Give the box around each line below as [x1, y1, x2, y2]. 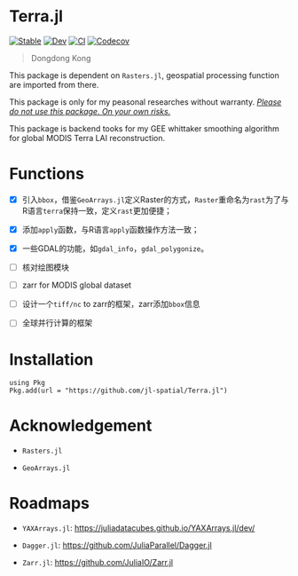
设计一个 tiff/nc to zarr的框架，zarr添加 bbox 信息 [21, 299, 200, 310]
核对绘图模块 [21, 262, 69, 272]
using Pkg [9, 379, 46, 388]
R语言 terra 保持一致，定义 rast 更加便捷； [21, 205, 173, 216]
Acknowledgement [9, 415, 153, 436]
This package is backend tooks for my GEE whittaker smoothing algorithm [9, 122, 279, 134]
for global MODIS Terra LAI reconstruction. [9, 132, 166, 143]
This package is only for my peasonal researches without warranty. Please [9, 96, 282, 107]
